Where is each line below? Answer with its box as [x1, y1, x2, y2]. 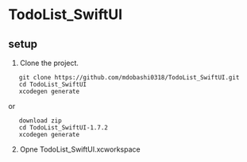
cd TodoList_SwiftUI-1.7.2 [18, 124, 109, 132]
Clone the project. [19, 58, 79, 67]
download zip [18, 117, 62, 125]
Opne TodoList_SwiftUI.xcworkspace [19, 145, 141, 154]
